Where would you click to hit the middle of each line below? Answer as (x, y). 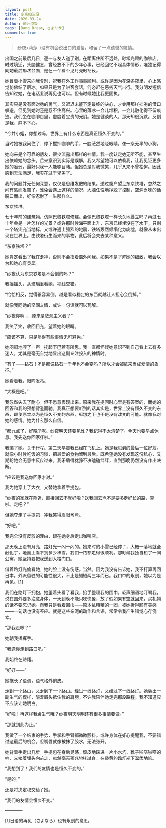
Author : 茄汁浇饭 (21, 24)
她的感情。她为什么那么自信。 (35, 420)
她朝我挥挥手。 (20, 638)
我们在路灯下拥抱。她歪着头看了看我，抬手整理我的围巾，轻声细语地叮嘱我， (83, 592)
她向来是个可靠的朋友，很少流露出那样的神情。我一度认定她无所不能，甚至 (81, 154)
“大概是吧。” (17, 391)
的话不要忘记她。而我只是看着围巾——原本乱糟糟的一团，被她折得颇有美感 (81, 605)
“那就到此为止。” (21, 724)
